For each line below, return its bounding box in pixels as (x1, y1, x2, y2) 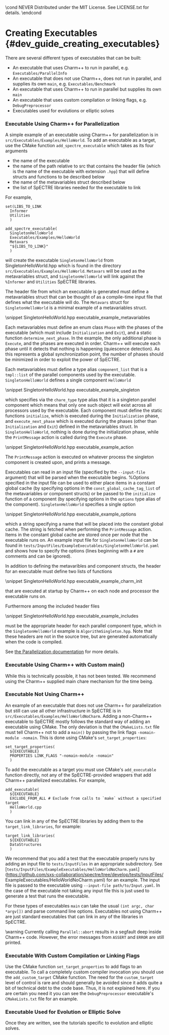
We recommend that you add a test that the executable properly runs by (5, 855, 155, 861)
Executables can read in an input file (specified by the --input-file (5, 469, 145, 475)
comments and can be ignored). (5, 553, 72, 559)
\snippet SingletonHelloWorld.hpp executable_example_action (5, 444, 134, 450)
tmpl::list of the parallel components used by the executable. (5, 372, 136, 378)
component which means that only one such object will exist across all (5, 402, 152, 408)
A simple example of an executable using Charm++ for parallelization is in (5, 132, 158, 138)
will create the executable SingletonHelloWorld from (5, 257, 114, 264)
